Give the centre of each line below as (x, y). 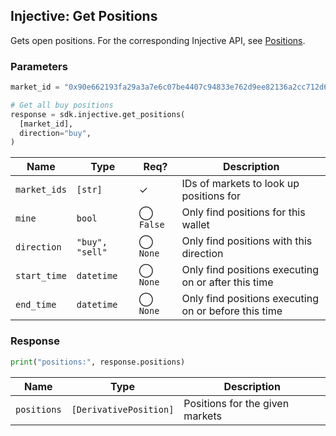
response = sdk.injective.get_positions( (98, 114)
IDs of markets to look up (240, 184)
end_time (36, 305)
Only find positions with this (247, 241)
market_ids (41, 190)
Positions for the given (236, 403)
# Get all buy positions (62, 105)
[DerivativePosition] (123, 409)
